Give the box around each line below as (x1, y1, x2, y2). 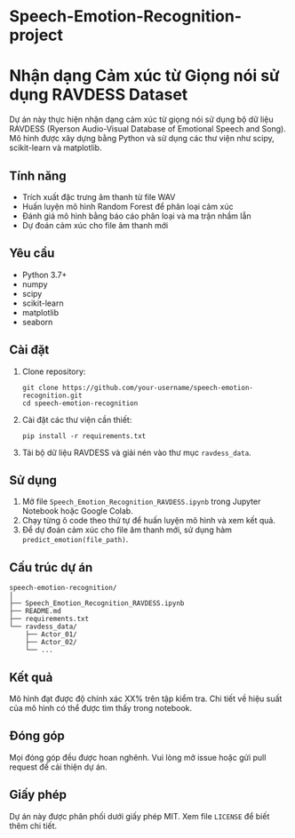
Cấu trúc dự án (9, 560, 93, 575)
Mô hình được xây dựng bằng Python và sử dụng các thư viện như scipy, (9, 133, 275, 144)
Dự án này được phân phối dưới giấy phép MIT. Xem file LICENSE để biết (9, 810, 270, 821)
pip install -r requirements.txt (21, 431, 147, 441)
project (9, 25, 64, 45)
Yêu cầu (9, 246, 55, 261)
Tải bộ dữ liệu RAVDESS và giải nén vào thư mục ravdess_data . (21, 447, 251, 458)
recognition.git (21, 391, 83, 400)
